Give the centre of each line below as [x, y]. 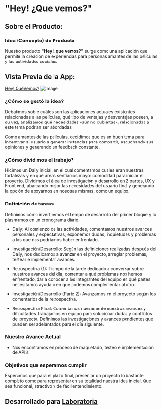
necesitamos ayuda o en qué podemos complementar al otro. [74, 284]
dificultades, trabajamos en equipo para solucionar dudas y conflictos [82, 313]
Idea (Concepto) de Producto [40, 41]
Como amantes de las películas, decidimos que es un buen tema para [75, 137]
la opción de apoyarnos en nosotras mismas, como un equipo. [67, 191]
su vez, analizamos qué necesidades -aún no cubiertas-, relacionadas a [77, 122]
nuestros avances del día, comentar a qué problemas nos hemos [77, 274]
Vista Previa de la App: [40, 77]
